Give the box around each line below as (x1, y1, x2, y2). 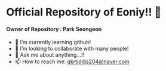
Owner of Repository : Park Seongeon (6, 25, 102, 32)
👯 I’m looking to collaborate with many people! (14, 45, 129, 53)
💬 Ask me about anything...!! (14, 51, 85, 58)
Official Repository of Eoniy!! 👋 (6, 5, 162, 19)
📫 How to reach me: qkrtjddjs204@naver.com (14, 58, 130, 65)
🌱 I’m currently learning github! (14, 39, 91, 46)
